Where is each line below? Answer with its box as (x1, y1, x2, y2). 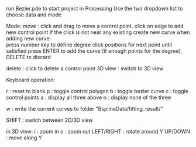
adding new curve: (6, 35, 51, 42)
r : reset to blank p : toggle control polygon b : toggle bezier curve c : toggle (6, 88, 189, 94)
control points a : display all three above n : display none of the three (6, 94, 171, 101)
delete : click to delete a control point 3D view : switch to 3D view (6, 65, 164, 72)
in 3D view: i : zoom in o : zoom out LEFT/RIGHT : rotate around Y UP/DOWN (6, 128, 190, 135)
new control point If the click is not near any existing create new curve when (6, 29, 190, 36)
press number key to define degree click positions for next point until (6, 41, 173, 48)
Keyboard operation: (6, 76, 56, 83)
